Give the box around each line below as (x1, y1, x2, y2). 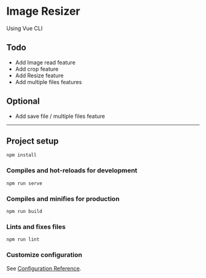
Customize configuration (6, 250, 83, 259)
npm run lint (6, 236, 40, 243)
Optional (6, 96, 40, 107)
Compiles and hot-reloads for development (6, 166, 138, 175)
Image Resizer (6, 4, 81, 18)
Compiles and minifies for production (6, 195, 120, 203)
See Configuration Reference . (6, 264, 82, 272)
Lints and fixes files (6, 222, 66, 231)
